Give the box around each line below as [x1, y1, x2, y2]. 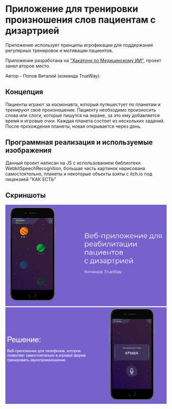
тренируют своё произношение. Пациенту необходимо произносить [5, 106, 156, 113]
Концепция [5, 88, 44, 97]
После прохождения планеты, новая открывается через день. [5, 123, 142, 129]
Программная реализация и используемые [5, 138, 153, 147]
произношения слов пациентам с [5, 14, 156, 26]
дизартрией [5, 25, 60, 36]
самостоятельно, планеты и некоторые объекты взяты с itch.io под [5, 171, 153, 177]
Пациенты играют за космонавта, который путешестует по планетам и [5, 101, 161, 107]
